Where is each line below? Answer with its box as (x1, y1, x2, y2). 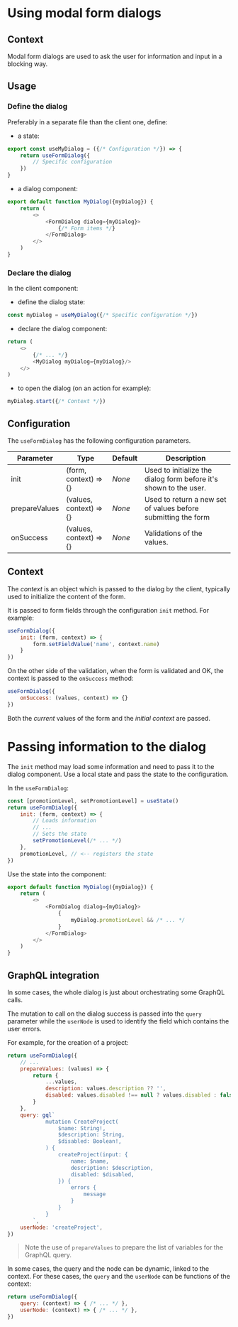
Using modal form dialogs (7, 5, 161, 21)
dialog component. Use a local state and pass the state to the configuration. (7, 770, 229, 778)
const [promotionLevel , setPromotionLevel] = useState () (7, 797, 179, 805)
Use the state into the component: (7, 869, 107, 879)
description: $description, (70, 1164, 154, 1171)
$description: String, (57, 1132, 125, 1139)
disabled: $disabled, (70, 1171, 135, 1178)
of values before (144, 503, 200, 513)
